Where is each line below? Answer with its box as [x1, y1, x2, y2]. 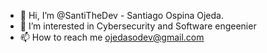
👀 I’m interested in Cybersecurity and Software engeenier [19, 20, 257, 32]
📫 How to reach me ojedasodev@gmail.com [19, 31, 205, 43]
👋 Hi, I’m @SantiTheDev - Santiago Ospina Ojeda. [19, 10, 224, 21]
